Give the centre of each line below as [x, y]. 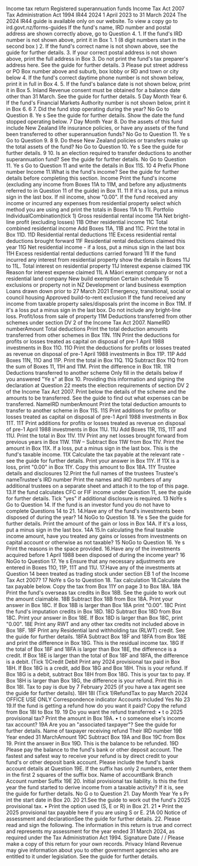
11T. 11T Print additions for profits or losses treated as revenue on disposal [96, 423]
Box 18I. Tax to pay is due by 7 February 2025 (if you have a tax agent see [96, 687]
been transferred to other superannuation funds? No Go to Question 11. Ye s [98, 134]
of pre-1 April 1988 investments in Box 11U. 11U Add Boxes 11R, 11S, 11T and [96, 429]
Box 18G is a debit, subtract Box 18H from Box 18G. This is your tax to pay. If [98, 674]
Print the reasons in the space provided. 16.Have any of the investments [93, 549]
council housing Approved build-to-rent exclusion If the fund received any [96, 297]
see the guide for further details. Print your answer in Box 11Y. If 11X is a [93, 461]
